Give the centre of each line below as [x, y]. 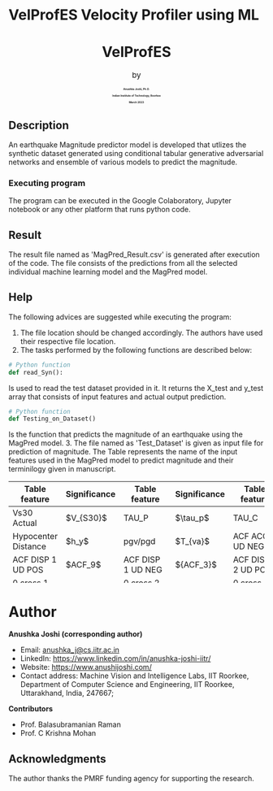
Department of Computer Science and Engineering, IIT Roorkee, [127, 685]
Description [39, 125]
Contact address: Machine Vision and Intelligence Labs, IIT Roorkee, [134, 676]
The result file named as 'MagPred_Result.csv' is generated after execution [134, 254]
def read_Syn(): [36, 372]
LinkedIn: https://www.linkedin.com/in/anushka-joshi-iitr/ [115, 658]
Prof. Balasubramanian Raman [71, 724]
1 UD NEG [143, 570]
